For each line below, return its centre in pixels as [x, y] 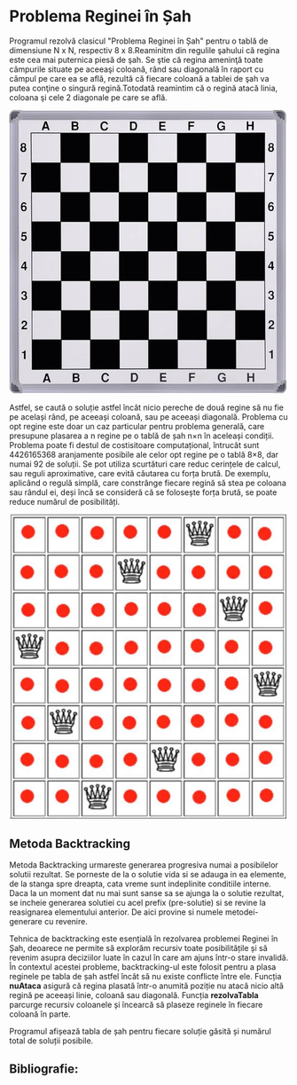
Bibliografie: [44, 1069]
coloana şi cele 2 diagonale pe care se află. [89, 97]
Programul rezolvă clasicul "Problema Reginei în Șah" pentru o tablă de [139, 41]
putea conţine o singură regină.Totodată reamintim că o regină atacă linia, [144, 88]
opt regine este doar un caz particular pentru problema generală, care [137, 426]
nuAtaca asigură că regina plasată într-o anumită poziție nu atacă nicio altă [146, 986]
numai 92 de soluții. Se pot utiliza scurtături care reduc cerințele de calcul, [145, 464]
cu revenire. [66, 922]
